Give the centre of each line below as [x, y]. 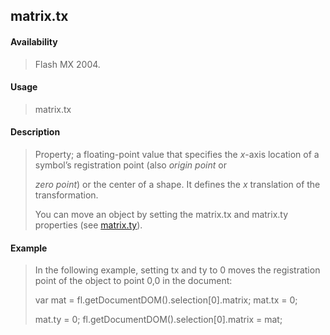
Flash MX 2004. [67, 64]
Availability [34, 41]
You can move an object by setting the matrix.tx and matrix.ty [161, 214]
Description [35, 132]
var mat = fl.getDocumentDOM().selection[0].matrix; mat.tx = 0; [166, 300]
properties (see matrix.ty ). [88, 225]
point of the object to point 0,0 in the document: [133, 281]
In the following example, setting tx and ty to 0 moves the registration [177, 270]
